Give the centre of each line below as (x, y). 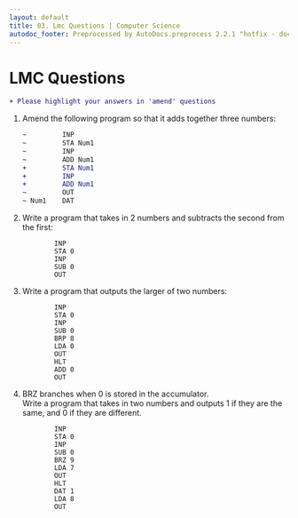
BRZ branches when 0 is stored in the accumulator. (115, 394)
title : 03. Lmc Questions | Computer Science (94, 26)
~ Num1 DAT (48, 201)
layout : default (39, 17)
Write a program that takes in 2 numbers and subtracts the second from (153, 218)
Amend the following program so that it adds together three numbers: (149, 119)
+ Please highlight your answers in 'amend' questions (113, 102)
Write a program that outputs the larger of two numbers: (125, 291)
